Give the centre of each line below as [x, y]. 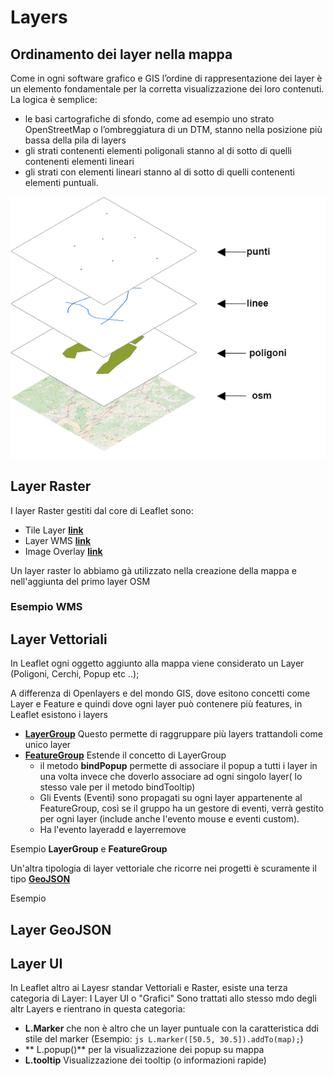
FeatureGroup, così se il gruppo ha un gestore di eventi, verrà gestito [181, 808]
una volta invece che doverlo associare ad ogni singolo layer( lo [171, 777]
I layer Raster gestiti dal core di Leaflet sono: [102, 510]
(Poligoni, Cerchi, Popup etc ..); [75, 674]
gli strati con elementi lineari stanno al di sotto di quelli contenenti [159, 172]
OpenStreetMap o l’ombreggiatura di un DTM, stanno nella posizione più [173, 129]
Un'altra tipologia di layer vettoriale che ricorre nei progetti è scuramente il [163, 868]
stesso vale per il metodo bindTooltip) [117, 787]
